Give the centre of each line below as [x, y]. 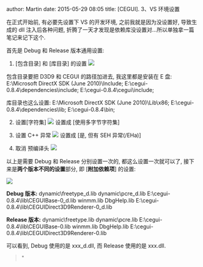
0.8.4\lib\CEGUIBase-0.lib [39, 226]
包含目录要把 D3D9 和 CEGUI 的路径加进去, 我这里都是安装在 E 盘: [89, 76]
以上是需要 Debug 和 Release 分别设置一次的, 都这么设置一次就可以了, [94, 161]
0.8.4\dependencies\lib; [36, 110]
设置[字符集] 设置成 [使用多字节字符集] [68, 122]
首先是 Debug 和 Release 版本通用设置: [55, 50]
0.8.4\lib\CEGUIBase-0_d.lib [41, 200]
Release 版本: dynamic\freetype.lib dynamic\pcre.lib [72, 219]
